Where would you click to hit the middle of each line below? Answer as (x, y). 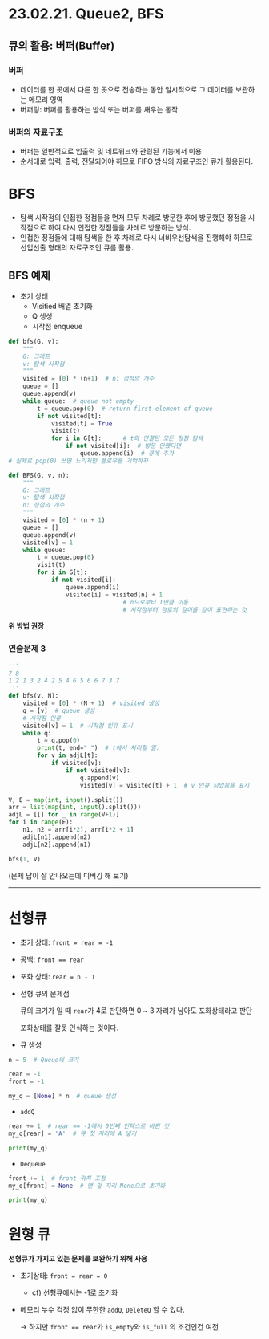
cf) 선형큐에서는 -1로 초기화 (75, 1292)
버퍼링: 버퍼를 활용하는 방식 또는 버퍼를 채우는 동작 (99, 109)
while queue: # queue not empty (78, 401)
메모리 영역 (46, 99)
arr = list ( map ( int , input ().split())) (75, 808)
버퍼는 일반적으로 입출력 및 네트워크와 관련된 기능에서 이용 (111, 151)
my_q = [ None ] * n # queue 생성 (62, 1097)
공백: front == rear (52, 959)
